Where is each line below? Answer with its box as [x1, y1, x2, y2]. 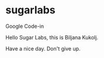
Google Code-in [5, 23, 44, 30]
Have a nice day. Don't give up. [5, 45, 81, 52]
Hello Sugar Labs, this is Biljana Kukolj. [5, 34, 99, 41]
